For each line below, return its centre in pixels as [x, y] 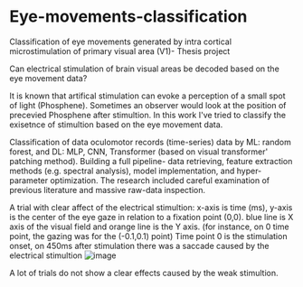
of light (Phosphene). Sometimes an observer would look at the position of [148, 105]
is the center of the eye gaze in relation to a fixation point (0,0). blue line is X [151, 217]
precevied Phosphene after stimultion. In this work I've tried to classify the [148, 115]
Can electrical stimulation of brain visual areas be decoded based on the [145, 69]
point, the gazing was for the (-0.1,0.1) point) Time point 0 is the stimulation [148, 236]
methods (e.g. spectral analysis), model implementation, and [122, 171]
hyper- [249, 171]
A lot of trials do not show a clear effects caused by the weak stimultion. [144, 273]
